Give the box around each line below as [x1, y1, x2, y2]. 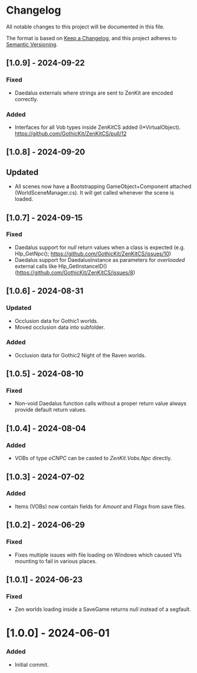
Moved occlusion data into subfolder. [14, 323, 105, 331]
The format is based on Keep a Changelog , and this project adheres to [6, 34, 177, 41]
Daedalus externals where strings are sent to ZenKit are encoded [14, 89, 173, 96]
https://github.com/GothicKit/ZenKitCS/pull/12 [14, 130, 127, 137]
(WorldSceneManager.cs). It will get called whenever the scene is [14, 189, 175, 196]
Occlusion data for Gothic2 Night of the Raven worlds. [14, 351, 146, 358]
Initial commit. [14, 661, 49, 668]
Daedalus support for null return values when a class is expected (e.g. [14, 244, 185, 251]
